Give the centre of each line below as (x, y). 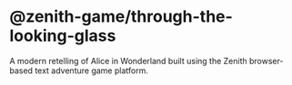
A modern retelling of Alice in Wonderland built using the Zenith (128, 61)
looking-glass (63, 36)
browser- (266, 61)
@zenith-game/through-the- (121, 17)
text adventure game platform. (91, 71)
